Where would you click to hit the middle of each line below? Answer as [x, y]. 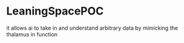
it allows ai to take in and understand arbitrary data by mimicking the [92, 28]
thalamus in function [32, 34]
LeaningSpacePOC [55, 11]
